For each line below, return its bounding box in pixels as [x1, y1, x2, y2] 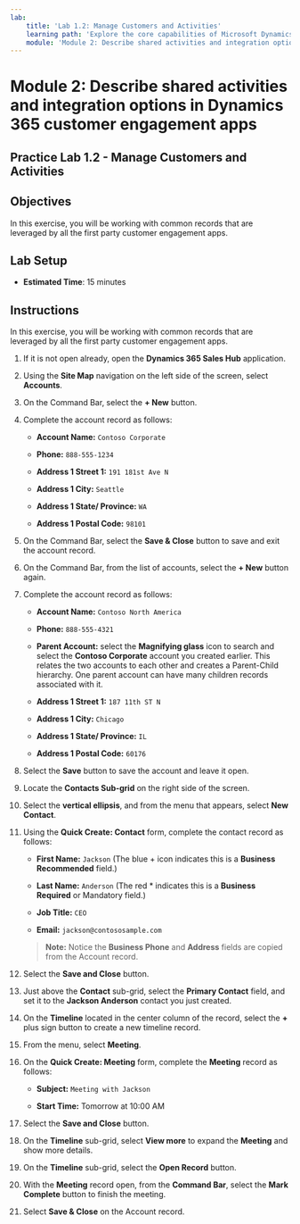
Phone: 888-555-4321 [36, 624, 114, 635]
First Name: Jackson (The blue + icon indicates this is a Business [36, 853, 276, 864]
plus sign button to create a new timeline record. [22, 1022, 201, 1033]
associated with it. [36, 679, 103, 690]
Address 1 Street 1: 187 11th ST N [36, 696, 161, 707]
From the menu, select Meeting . [22, 1039, 142, 1050]
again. [22, 572, 46, 583]
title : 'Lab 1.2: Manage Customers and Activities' [26, 21, 222, 30]
